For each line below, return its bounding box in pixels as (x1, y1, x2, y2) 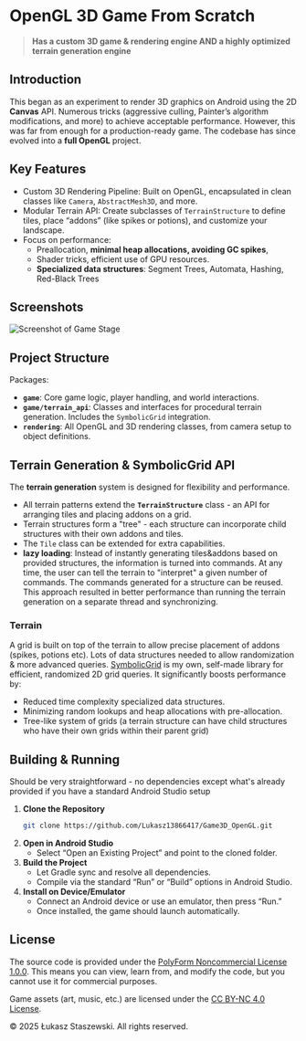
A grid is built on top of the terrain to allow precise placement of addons (9, 640, 280, 651)
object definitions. (22, 431, 91, 442)
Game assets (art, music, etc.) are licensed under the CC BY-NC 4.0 (9, 993, 266, 1004)
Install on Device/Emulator (22, 886, 126, 897)
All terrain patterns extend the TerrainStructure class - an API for (22, 499, 270, 510)
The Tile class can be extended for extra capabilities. (22, 538, 226, 549)
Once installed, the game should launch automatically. (36, 905, 240, 916)
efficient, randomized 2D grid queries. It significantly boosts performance (9, 668, 286, 680)
